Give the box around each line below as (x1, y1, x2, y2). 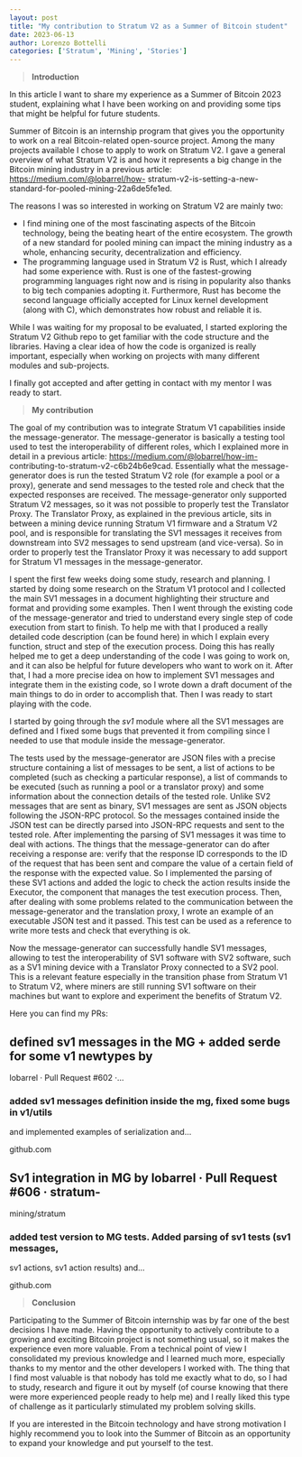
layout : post (9, 13, 59, 23)
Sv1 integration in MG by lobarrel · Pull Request (9, 1170, 278, 1185)
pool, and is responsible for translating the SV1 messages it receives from (9, 528, 282, 539)
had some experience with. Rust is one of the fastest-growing (22, 266, 252, 277)
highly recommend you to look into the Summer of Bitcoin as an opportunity (9, 1428, 291, 1439)
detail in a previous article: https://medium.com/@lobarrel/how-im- (9, 451, 259, 462)
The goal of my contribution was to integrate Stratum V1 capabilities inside (9, 422, 286, 433)
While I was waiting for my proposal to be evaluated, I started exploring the (9, 322, 288, 333)
